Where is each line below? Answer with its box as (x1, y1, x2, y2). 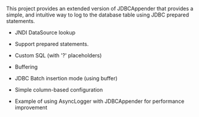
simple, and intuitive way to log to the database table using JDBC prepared (6, 11, 189, 18)
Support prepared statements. (14, 41, 89, 47)
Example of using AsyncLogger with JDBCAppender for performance (14, 97, 185, 105)
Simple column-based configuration (14, 86, 103, 93)
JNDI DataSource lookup (14, 29, 76, 36)
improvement (14, 104, 48, 111)
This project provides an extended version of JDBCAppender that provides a (6, 5, 194, 12)
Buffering (14, 63, 38, 70)
